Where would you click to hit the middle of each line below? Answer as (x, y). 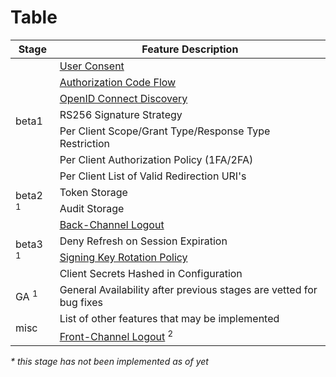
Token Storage (93, 192)
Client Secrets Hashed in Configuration (151, 273)
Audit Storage (92, 208)
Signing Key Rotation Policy (123, 257)
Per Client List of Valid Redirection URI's (153, 176)
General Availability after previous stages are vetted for (188, 289)
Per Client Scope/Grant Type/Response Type (165, 131)
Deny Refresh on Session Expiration (143, 241)
